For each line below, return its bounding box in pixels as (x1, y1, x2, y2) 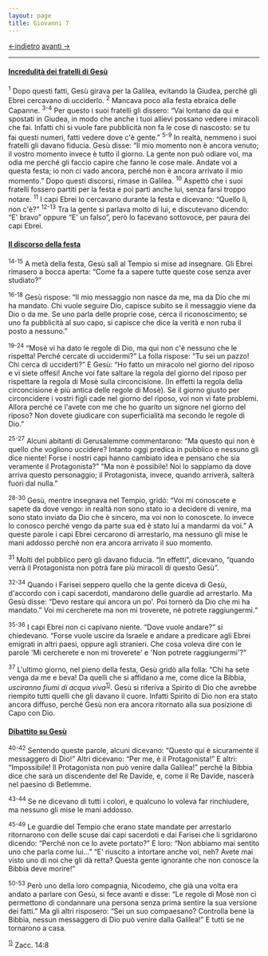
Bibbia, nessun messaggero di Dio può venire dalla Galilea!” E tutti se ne (8, 914, 245, 924)
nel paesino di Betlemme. (8, 779, 92, 789)
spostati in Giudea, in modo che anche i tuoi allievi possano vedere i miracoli (8, 113, 259, 124)
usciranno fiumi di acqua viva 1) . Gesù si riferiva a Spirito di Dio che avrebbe (8, 681, 257, 692)
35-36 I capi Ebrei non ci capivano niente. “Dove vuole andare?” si (8, 621, 223, 632)
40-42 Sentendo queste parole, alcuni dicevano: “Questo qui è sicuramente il (8, 744, 259, 755)
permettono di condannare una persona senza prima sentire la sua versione (8, 898, 258, 907)
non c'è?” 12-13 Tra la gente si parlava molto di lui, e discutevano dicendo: (8, 203, 250, 214)
